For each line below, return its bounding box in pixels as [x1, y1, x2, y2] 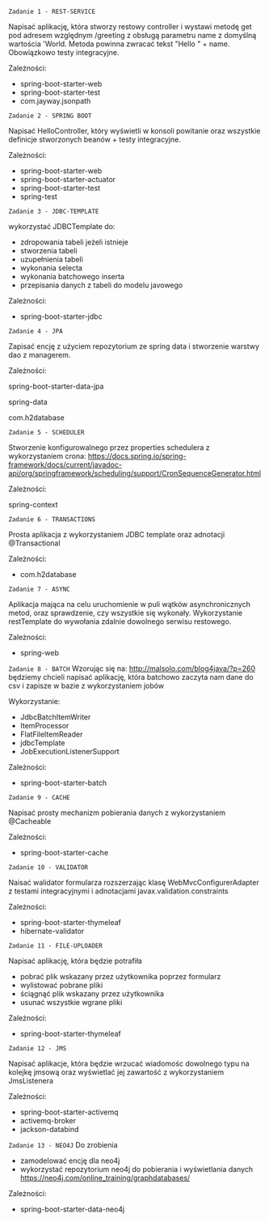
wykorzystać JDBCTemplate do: [8, 222, 116, 231]
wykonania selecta [19, 263, 83, 273]
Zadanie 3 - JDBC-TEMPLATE [8, 207, 99, 215]
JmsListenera [8, 1076, 54, 1085]
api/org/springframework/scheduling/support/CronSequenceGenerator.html [8, 469, 262, 477]
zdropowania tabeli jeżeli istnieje [19, 237, 129, 247]
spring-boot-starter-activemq [19, 1107, 119, 1117]
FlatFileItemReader [19, 729, 83, 739]
